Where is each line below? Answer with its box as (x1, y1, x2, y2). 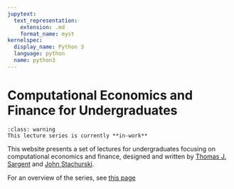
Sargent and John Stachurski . (7, 159, 95, 168)
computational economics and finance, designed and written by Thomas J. (7, 152, 226, 161)
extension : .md (20, 23, 65, 31)
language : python (14, 50, 65, 58)
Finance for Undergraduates (7, 102, 178, 118)
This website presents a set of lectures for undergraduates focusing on (7, 144, 216, 153)
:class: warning (7, 126, 55, 133)
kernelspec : (7, 37, 43, 44)
